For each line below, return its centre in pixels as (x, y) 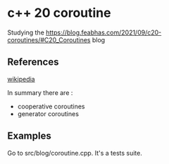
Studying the (26, 32)
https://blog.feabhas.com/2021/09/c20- (104, 32)
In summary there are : (40, 92)
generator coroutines (48, 113)
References (33, 62)
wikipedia (21, 79)
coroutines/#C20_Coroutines (49, 39)
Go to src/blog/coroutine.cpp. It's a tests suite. (75, 153)
